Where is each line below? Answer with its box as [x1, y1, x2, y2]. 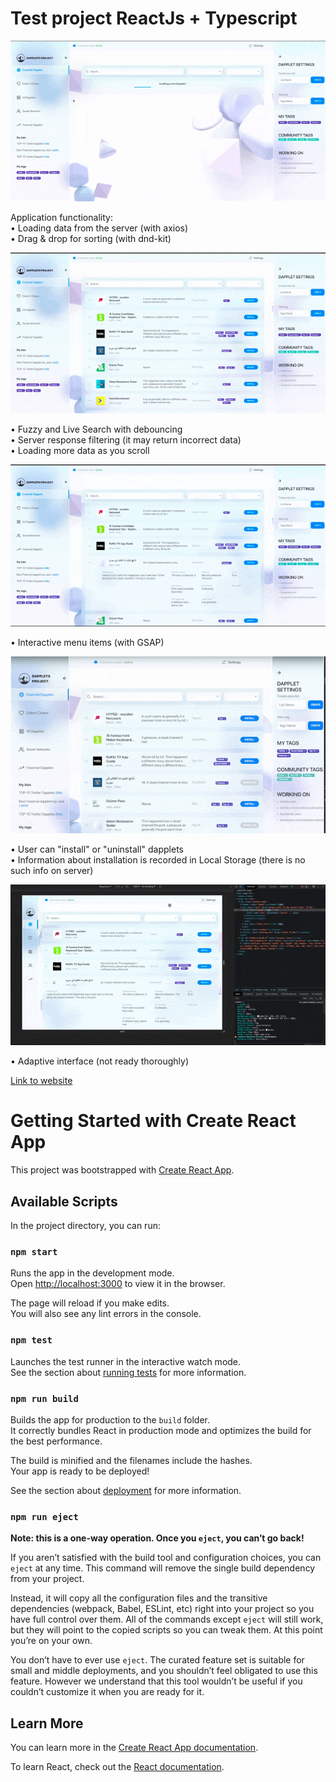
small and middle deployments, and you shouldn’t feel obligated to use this [10, 1665, 318, 1677]
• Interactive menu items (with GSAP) [10, 636, 165, 648]
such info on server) [10, 865, 94, 877]
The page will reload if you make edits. [10, 1297, 170, 1309]
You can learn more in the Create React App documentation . [10, 1741, 259, 1753]
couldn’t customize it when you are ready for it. [10, 1686, 205, 1698]
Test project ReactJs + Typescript [10, 7, 298, 30]
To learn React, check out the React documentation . [10, 1760, 225, 1772]
